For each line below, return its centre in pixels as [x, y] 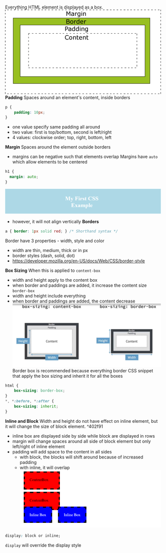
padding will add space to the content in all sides [62, 452]
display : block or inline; [33, 536]
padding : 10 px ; [30, 112]
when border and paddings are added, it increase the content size [80, 285]
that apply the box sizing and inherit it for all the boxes [67, 376]
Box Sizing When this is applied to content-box [53, 271]
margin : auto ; [24, 177]
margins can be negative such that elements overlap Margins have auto [85, 157]
